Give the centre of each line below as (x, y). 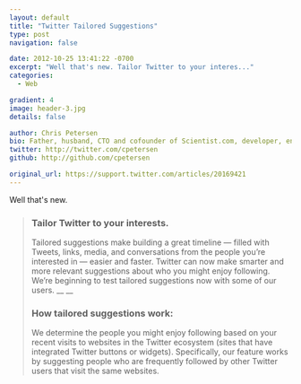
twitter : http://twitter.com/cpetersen (84, 150)
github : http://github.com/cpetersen (80, 158)
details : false (38, 117)
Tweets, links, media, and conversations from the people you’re (148, 252)
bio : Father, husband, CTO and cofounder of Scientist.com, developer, (146, 141)
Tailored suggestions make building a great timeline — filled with (150, 242)
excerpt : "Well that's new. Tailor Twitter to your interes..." (132, 67)
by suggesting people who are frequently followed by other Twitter (154, 362)
